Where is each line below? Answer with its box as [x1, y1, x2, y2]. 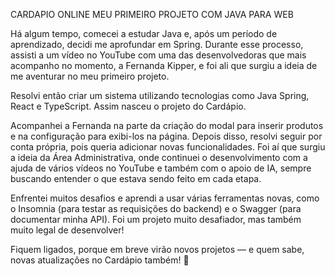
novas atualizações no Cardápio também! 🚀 [10, 254, 190, 266]
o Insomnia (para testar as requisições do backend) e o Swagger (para [10, 203, 302, 214]
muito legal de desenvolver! [10, 224, 125, 236]
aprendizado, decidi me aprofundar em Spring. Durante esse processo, [10, 39, 304, 50]
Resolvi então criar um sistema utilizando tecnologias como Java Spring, [10, 90, 310, 101]
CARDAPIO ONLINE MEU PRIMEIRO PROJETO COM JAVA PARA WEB [10, 9, 294, 20]
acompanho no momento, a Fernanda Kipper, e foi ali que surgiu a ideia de [10, 60, 318, 71]
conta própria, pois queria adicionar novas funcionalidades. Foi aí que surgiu [10, 141, 326, 153]
